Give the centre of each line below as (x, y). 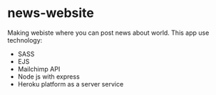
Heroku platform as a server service (71, 84)
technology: (25, 40)
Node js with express (48, 77)
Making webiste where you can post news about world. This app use (108, 33)
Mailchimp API (39, 69)
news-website (51, 13)
